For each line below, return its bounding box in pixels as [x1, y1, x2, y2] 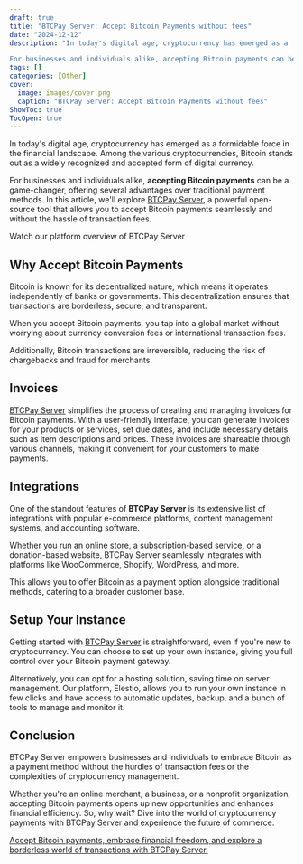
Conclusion [9, 728, 76, 743]
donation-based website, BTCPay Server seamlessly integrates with [9, 549, 262, 560]
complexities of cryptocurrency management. [9, 771, 179, 782]
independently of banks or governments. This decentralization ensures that [9, 291, 289, 302]
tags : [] [9, 63, 42, 72]
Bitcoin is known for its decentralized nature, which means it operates [9, 281, 269, 292]
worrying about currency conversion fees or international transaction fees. [9, 327, 286, 339]
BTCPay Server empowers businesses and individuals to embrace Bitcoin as [9, 752, 292, 763]
